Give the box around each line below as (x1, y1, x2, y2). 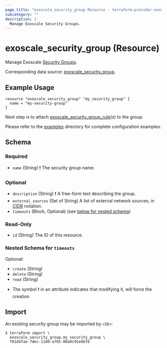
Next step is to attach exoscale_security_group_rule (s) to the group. (5, 114, 144, 120)
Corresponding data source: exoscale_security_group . (5, 69, 116, 75)
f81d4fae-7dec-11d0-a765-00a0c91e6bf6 (9, 340, 90, 345)
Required (5, 153, 28, 160)
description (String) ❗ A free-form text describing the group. (12, 190, 136, 196)
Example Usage (5, 83, 55, 92)
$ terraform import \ (5, 331, 50, 336)
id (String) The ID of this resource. (12, 232, 83, 238)
